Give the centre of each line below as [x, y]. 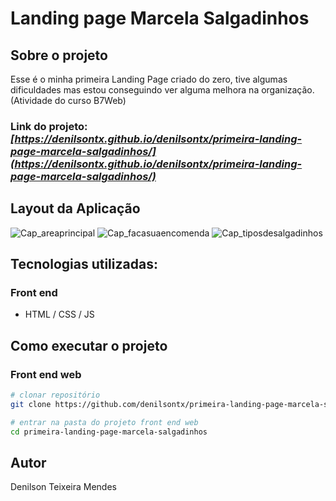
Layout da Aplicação [75, 208]
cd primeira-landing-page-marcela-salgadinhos [109, 432]
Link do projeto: [49, 126]
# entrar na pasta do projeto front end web [104, 422]
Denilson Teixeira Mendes [63, 487]
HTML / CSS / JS [59, 314]
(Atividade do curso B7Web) [68, 100]
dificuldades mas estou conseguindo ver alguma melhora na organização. [162, 90]
